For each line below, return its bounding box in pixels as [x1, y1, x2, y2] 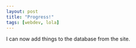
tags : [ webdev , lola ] [6, 19, 60, 25]
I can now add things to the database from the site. [6, 36, 131, 43]
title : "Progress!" [6, 14, 54, 20]
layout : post [6, 8, 38, 15]
